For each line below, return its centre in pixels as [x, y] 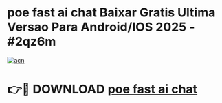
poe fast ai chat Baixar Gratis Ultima [111, 13]
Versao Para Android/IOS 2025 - [101, 27]
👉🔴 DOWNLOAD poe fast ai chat [102, 89]
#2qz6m [32, 42]
